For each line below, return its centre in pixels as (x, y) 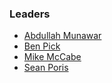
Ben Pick (42, 46)
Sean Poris (46, 68)
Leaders (30, 14)
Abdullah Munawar (62, 36)
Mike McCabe (52, 57)
